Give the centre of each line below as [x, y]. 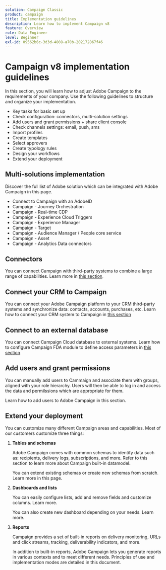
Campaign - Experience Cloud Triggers [52, 217]
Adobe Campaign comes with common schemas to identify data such [83, 452]
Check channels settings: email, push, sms [56, 127]
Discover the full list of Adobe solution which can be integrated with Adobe [82, 186]
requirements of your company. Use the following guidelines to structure [79, 96]
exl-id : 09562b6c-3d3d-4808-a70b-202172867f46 [54, 42]
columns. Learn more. [35, 502]
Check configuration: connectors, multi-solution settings [70, 116]
